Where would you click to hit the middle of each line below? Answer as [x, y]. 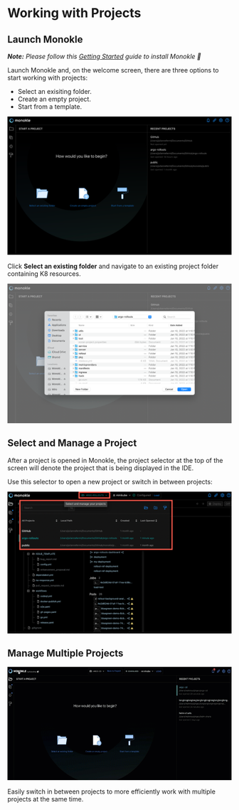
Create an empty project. [54, 99]
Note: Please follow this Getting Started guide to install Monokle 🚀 [104, 56]
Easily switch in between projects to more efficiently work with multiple [111, 792]
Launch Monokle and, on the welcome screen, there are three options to [113, 70]
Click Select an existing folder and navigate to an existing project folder [113, 266]
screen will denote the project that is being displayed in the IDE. [101, 468]
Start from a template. [50, 107]
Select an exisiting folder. [55, 91]
